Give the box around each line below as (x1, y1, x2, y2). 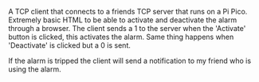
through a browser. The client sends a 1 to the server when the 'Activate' (8, 24, 246, 33)
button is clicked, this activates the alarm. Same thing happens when (8, 32, 234, 41)
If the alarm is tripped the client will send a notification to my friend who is (8, 56, 252, 65)
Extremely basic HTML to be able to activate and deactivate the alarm (8, 15, 237, 25)
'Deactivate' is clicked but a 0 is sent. (8, 41, 131, 50)
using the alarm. (8, 64, 61, 74)
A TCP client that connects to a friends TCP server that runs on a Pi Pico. (8, 7, 248, 16)
